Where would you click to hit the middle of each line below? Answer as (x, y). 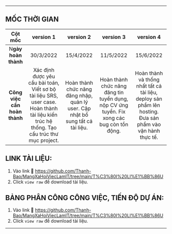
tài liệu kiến (44, 115)
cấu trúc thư (44, 134)
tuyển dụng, (114, 99)
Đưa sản (149, 118)
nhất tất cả (149, 86)
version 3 (114, 37)
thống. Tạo (44, 127)
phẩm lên (149, 105)
